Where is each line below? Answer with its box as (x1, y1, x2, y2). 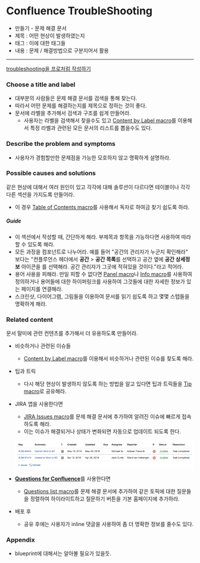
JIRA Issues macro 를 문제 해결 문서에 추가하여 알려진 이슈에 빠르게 (23, 413, 180, 420)
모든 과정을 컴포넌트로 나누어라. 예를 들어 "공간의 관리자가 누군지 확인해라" (14, 248, 189, 255)
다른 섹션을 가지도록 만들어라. (6, 190, 75, 198)
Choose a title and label (6, 80, 76, 89)
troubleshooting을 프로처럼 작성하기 (6, 65, 91, 72)
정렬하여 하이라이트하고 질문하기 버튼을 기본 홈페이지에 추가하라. (30, 495, 180, 502)
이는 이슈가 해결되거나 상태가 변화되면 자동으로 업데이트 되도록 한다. (23, 428, 182, 435)
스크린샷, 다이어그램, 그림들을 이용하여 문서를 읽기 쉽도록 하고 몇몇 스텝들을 (14, 293, 190, 300)
